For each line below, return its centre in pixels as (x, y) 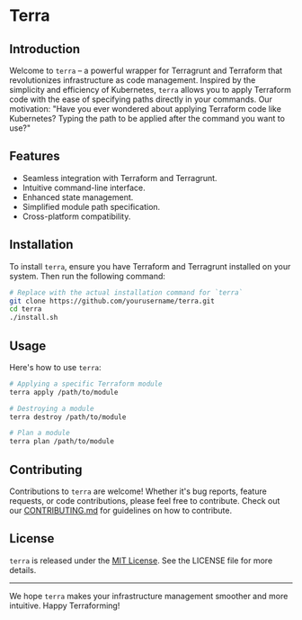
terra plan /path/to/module (62, 442)
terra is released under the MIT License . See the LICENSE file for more (141, 561)
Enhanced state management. (78, 197)
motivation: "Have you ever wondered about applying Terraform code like (145, 109)
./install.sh (34, 318)
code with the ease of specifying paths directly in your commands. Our (141, 99)
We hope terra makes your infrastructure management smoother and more (149, 596)
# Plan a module (40, 433)
